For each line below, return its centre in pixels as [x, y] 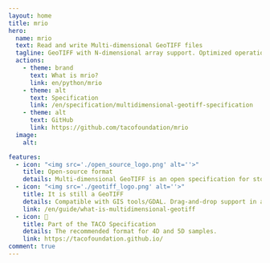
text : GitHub [51, 120]
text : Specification [64, 98]
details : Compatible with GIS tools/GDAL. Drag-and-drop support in [140, 201]
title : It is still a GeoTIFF [74, 194]
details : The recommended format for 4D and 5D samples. [120, 232]
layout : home [30, 16]
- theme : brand [48, 68]
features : [25, 157]
